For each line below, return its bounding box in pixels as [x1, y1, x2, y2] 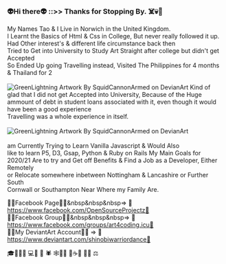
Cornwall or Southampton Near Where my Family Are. [7, 186, 159, 194]
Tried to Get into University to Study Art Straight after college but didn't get [7, 47, 220, 55]
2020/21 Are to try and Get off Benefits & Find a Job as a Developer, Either [7, 156, 218, 164]
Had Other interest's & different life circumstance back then [7, 39, 176, 47]
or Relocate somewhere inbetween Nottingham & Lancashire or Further [7, 171, 209, 179]
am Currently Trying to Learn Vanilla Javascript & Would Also [7, 142, 180, 150]
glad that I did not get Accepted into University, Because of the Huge [7, 91, 203, 99]
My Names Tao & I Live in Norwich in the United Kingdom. [7, 25, 171, 33]
